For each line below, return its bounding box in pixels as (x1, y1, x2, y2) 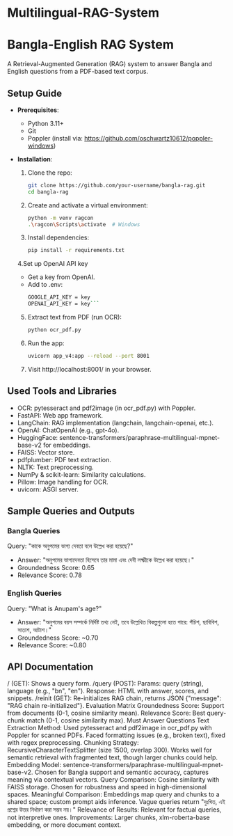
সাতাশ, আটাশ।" (17, 625, 52, 634)
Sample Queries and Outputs (7, 505, 136, 517)
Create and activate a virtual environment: (27, 200, 148, 210)
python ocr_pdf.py (27, 326, 81, 333)
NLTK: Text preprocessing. (17, 463, 94, 471)
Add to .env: (27, 281, 63, 289)
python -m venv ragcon (27, 214, 94, 221)
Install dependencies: (27, 233, 89, 242)
